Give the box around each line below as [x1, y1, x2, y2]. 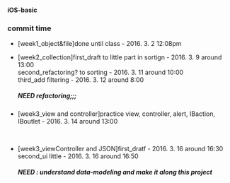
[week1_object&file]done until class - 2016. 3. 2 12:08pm [17, 39, 182, 47]
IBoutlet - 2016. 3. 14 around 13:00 [17, 117, 118, 125]
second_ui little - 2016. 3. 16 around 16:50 [17, 152, 139, 160]
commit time [7, 23, 52, 33]
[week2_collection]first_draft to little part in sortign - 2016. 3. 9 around [17, 53, 222, 61]
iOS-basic [7, 6, 38, 14]
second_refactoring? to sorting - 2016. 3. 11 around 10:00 [17, 68, 184, 76]
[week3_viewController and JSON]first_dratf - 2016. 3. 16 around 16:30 [17, 144, 224, 153]
